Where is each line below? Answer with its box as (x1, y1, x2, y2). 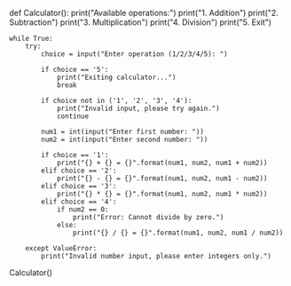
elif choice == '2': (41, 166, 117, 175)
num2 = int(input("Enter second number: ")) (41, 135, 208, 144)
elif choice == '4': (41, 197, 117, 206)
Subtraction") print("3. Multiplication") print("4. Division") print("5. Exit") (9, 17, 272, 28)
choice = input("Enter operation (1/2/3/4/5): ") (41, 50, 228, 59)
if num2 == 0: (56, 205, 109, 214)
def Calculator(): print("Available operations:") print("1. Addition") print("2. (9, 8, 279, 18)
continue (56, 112, 90, 121)
